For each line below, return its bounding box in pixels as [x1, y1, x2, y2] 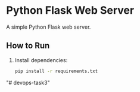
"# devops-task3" [6, 79, 50, 86]
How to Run [6, 41, 50, 51]
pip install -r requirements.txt [14, 68, 98, 74]
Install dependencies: [14, 56, 68, 63]
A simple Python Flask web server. [6, 23, 91, 30]
